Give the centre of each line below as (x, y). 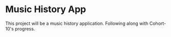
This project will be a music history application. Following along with (77, 23)
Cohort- (158, 23)
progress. (25, 28)
